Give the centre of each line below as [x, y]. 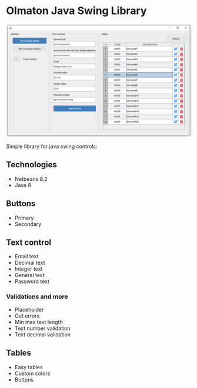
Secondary [28, 224]
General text [30, 275]
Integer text [29, 269]
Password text [32, 281]
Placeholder [29, 309]
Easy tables [29, 367]
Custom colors [32, 373]
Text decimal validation [43, 334]
